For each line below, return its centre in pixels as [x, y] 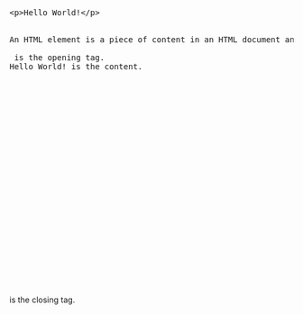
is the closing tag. [42, 300]
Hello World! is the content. [76, 67]
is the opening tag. [60, 58]
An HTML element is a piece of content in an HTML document [145, 40]
